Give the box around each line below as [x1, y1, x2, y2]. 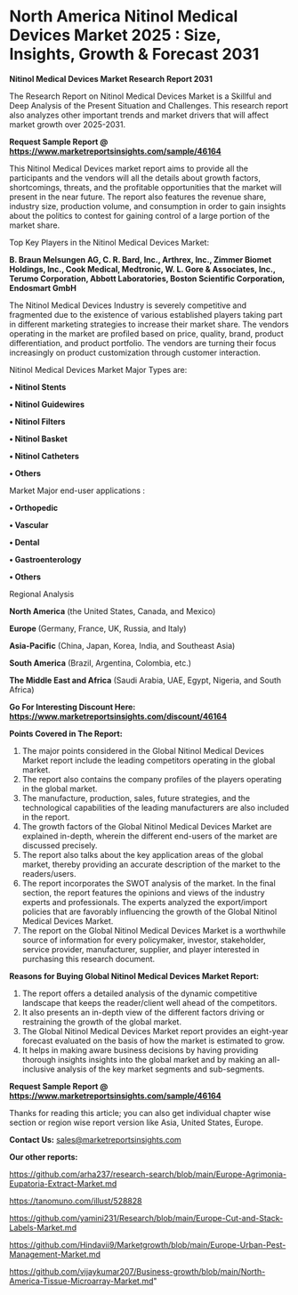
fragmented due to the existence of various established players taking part [9, 309, 283, 320]
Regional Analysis [9, 588, 75, 599]
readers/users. [21, 868, 77, 878]
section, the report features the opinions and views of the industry [21, 887, 265, 898]
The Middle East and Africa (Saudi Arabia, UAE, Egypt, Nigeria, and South [9, 675, 282, 685]
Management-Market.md [9, 1249, 101, 1259]
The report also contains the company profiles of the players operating [21, 773, 282, 784]
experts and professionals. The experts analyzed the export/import [21, 896, 268, 907]
